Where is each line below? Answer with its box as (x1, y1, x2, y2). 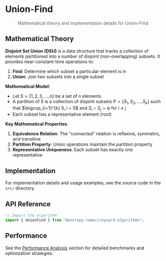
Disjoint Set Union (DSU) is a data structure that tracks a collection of (5, 48, 149, 54)
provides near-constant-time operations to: (5, 59, 94, 65)
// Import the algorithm (5, 213, 57, 218)
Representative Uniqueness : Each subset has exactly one (12, 147, 133, 153)
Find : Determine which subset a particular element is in (12, 68, 126, 74)
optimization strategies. (5, 250, 54, 256)
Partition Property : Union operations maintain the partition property (12, 141, 152, 147)
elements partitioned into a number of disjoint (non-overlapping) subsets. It (5, 53, 160, 59)
